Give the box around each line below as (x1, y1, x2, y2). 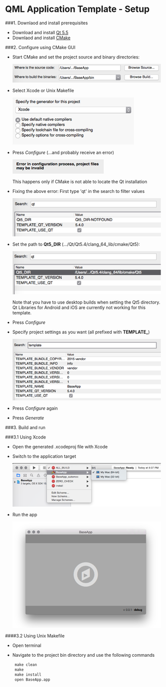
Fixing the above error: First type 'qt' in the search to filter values (12, 188, 145, 194)
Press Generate (12, 415, 44, 421)
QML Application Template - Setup (5, 3, 150, 15)
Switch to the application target (12, 453, 77, 459)
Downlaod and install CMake (12, 35, 71, 41)
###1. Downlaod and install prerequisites (5, 20, 88, 26)
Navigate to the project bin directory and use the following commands (12, 652, 155, 658)
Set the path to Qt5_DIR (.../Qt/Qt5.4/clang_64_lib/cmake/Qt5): (12, 242, 140, 248)
